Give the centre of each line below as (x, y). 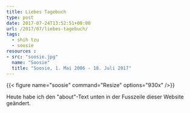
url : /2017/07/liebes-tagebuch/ (47, 29)
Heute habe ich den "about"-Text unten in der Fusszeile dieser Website (95, 97)
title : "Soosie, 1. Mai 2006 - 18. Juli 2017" (72, 68)
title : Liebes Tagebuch (36, 12)
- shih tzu (25, 40)
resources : (21, 51)
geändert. (19, 103)
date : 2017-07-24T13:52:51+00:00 (49, 23)
